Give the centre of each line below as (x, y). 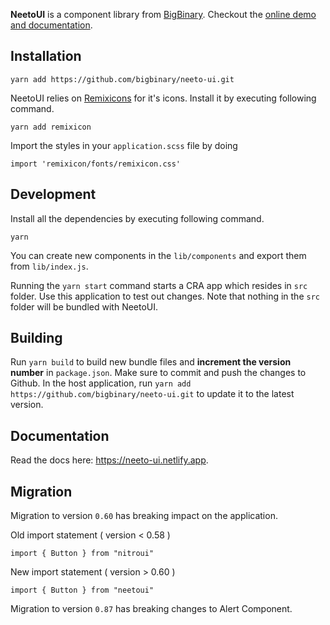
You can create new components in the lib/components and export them (158, 255)
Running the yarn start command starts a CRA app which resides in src (159, 285)
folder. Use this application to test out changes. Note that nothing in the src (165, 296)
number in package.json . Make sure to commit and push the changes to (158, 373)
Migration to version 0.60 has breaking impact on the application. (144, 516)
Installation (46, 56)
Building (36, 338)
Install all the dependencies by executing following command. (137, 218)
